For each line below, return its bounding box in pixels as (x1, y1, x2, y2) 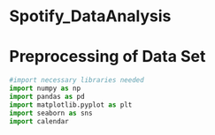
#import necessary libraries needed (9, 76, 144, 85)
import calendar (9, 116, 69, 125)
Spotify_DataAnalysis (9, 6, 172, 26)
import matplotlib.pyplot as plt (9, 100, 133, 109)
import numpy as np (9, 84, 81, 93)
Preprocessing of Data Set (9, 47, 206, 67)
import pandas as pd (9, 92, 86, 101)
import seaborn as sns (9, 109, 93, 117)
